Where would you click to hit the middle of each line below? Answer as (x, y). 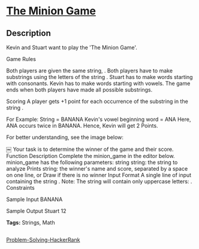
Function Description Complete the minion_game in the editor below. (91, 156)
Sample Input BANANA (34, 199)
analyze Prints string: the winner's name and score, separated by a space (97, 168)
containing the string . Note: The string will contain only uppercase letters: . (99, 181)
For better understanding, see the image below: (65, 137)
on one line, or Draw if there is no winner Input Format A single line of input (99, 175)
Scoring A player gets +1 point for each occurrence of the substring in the (97, 101)
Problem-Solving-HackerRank (43, 240)
